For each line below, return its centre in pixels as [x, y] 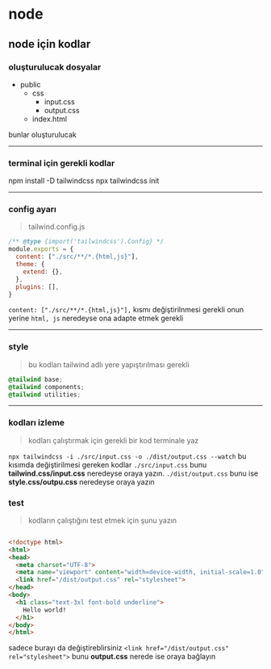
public [30, 84]
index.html [49, 119]
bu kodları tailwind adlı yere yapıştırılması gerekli [108, 364]
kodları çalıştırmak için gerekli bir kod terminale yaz [113, 440]
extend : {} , [43, 272]
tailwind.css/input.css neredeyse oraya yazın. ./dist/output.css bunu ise [133, 473]
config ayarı [32, 210]
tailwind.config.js [56, 227]
